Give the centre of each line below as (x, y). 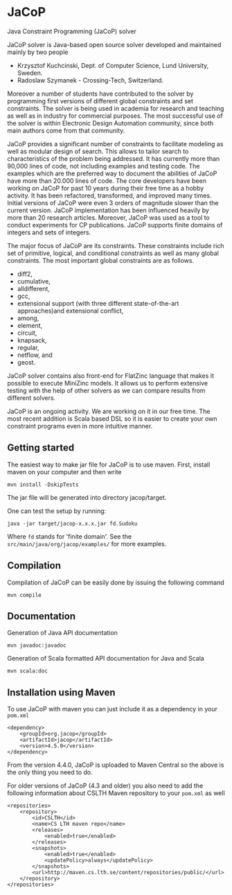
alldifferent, (34, 288)
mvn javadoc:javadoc (37, 645)
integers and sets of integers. (49, 232)
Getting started (41, 448)
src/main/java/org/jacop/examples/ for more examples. (87, 544)
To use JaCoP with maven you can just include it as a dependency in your (113, 709)
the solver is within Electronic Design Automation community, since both (110, 123)
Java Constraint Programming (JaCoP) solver (72, 31)
